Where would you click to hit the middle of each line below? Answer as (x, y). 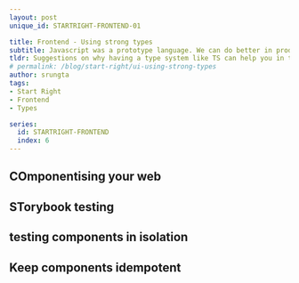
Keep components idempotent (95, 267)
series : (24, 124)
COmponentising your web (85, 177)
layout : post (33, 17)
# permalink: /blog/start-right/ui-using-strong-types (113, 67)
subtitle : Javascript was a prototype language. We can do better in (141, 50)
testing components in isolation (99, 237)
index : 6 (33, 141)
